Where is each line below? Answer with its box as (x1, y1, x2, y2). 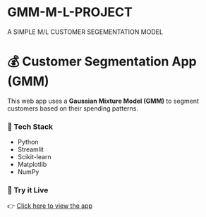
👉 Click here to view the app (7, 201, 93, 210)
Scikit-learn (17, 153, 51, 161)
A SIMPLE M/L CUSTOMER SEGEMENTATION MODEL (7, 27, 164, 36)
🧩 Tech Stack (7, 121, 54, 131)
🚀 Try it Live (7, 185, 49, 195)
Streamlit (17, 145, 44, 154)
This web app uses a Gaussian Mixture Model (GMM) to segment (7, 97, 200, 105)
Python (17, 138, 39, 147)
